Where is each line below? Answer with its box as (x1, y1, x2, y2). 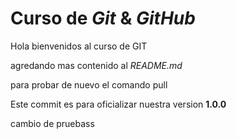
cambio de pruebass (10, 117, 95, 129)
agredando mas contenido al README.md (10, 59, 183, 71)
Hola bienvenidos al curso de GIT (10, 40, 148, 52)
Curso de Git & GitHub (10, 7, 196, 30)
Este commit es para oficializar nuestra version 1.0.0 (10, 98, 227, 110)
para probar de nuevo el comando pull (10, 78, 168, 91)
